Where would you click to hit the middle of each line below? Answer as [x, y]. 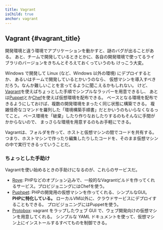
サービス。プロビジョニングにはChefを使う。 [62, 186]
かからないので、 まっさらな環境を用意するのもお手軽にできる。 [69, 122]
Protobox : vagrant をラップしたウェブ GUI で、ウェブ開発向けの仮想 [80, 211]
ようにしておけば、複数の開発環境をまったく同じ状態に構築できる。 [81, 104]
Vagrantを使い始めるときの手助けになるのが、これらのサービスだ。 [72, 170]
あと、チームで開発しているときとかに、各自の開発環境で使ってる [80, 57]
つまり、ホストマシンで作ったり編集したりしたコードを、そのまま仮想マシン [82, 138]
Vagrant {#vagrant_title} [43, 38]
